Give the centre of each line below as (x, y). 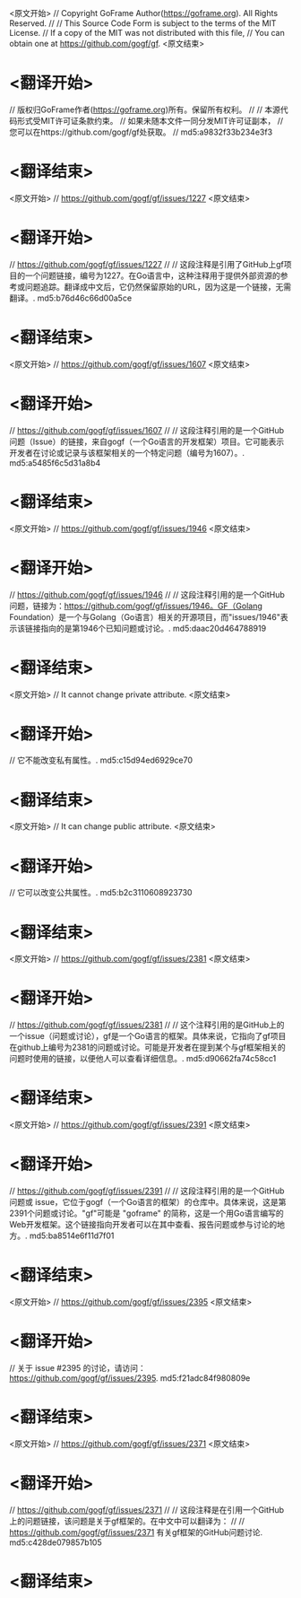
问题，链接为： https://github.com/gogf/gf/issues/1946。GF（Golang (136, 606)
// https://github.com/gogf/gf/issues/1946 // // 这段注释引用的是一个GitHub (147, 594)
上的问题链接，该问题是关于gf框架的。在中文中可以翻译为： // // (127, 1521)
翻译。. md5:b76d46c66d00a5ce (71, 298)
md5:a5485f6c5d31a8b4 (55, 463)
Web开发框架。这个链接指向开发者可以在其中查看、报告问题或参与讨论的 (143, 1225)
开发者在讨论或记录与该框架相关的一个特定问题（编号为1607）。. (127, 452)
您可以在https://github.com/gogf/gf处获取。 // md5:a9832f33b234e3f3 (141, 132)
